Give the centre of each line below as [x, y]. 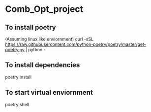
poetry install [18, 77]
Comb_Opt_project [44, 9]
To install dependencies [43, 65]
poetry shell [17, 104]
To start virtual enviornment [49, 93]
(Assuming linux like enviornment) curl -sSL [49, 39]
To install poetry [30, 27]
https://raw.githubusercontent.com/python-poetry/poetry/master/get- [75, 44]
